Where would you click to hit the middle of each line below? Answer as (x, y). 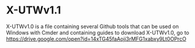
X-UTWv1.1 (34, 10)
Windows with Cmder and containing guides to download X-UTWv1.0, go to (98, 32)
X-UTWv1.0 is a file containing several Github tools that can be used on (92, 26)
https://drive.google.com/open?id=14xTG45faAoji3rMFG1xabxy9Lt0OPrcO (96, 39)
